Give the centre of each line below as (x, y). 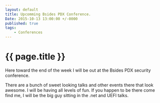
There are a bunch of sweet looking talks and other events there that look (79, 85)
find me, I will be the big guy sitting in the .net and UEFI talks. (67, 95)
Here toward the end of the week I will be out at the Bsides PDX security (78, 70)
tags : (11, 28)
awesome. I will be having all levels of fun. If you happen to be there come (80, 90)
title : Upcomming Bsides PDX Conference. (48, 14)
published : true (22, 23)
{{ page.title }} (35, 57)
